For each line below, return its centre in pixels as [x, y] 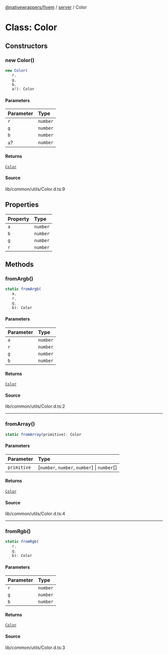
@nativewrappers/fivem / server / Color [46, 7]
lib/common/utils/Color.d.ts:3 [35, 647]
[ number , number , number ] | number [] [77, 467]
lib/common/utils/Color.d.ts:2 [35, 406]
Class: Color [31, 28]
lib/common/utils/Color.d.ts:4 [35, 514]
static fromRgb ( [22, 542]
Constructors [26, 46]
